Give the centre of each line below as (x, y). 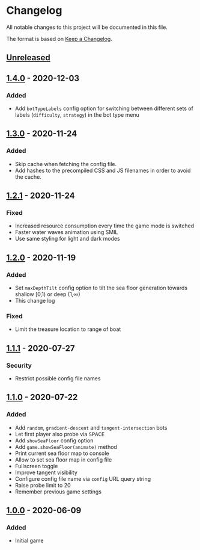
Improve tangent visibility (46, 472)
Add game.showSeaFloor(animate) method (66, 446)
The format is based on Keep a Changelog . (59, 39)
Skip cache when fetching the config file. (66, 164)
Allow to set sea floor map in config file (63, 459)
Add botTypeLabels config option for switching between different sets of (104, 108)
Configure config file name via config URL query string (83, 478)
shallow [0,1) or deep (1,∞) (47, 294)
